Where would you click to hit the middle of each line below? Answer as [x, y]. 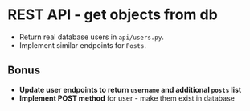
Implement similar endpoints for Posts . [82, 45]
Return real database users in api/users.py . [91, 37]
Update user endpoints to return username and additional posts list [130, 89]
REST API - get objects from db [113, 15]
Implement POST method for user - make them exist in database [127, 98]
